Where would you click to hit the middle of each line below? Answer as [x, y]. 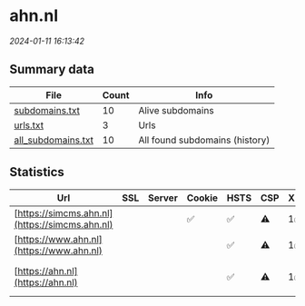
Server [163, 198]
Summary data [52, 69]
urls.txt [29, 125]
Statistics [37, 172]
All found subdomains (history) [204, 140]
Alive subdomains [177, 110]
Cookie [202, 198]
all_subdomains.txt [54, 140]
